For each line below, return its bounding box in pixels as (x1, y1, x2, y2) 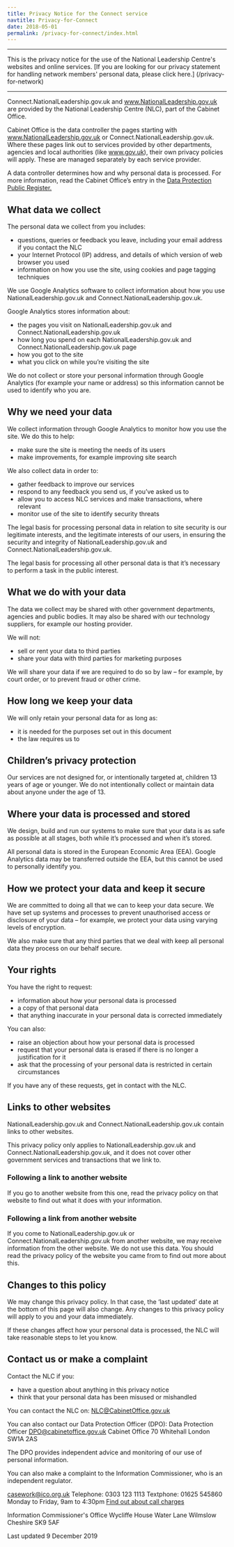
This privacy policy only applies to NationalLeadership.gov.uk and (7, 1140, 196, 1149)
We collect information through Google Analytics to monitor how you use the (7, 424, 227, 433)
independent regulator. (7, 1476, 73, 1484)
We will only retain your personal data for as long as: (7, 713, 158, 722)
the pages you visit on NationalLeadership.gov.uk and (17, 321, 172, 329)
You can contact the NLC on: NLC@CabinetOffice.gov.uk (7, 1406, 171, 1415)
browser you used (17, 258, 70, 267)
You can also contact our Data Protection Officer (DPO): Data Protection (7, 1420, 214, 1428)
